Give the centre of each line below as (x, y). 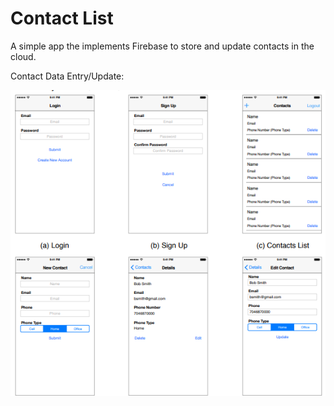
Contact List (62, 18)
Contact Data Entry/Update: (67, 76)
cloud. (23, 56)
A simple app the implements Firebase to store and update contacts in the (162, 46)
